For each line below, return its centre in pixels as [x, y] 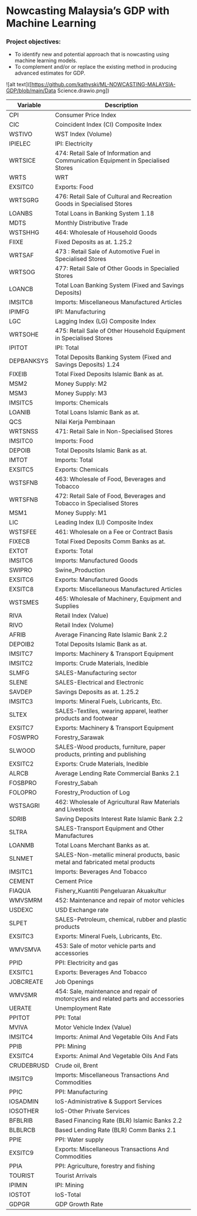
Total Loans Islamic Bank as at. [97, 412]
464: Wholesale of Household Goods [106, 233]
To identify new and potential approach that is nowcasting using [92, 55]
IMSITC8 [21, 302]
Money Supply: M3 [81, 393]
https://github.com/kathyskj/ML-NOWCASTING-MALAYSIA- [103, 85]
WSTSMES [24, 602]
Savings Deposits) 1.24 [87, 365]
